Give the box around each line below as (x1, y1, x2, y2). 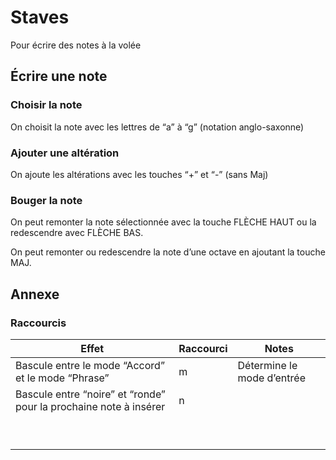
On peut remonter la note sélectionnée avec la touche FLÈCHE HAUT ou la (10, 216, 317, 228)
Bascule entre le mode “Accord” (15, 358, 165, 372)
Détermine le (237, 358, 298, 372)
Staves (10, 6, 70, 29)
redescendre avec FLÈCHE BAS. (10, 227, 144, 239)
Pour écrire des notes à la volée (10, 39, 142, 51)
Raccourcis (10, 316, 67, 330)
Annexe (10, 286, 60, 303)
